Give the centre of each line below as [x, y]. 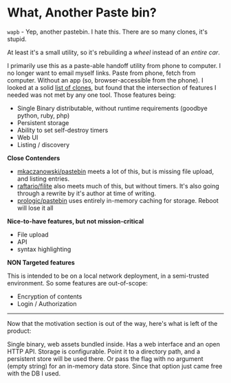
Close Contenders [34, 158]
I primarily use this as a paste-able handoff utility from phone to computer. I [114, 65]
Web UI [27, 137]
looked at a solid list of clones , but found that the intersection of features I [112, 87]
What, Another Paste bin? [82, 13]
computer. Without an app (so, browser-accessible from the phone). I [105, 80]
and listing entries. [43, 178]
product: [19, 331]
